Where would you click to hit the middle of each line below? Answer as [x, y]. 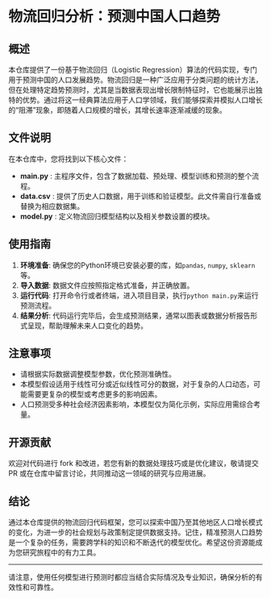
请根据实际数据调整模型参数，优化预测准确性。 [98, 374]
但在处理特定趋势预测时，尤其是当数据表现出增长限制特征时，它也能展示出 [132, 90]
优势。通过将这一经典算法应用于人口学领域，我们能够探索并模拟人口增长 [142, 100]
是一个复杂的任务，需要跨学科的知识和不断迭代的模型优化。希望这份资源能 [132, 543]
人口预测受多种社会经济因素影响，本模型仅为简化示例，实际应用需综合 [137, 405]
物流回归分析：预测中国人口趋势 [115, 17]
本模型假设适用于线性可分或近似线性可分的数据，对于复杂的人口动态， [137, 385]
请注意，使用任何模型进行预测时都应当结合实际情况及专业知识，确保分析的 [132, 577]
